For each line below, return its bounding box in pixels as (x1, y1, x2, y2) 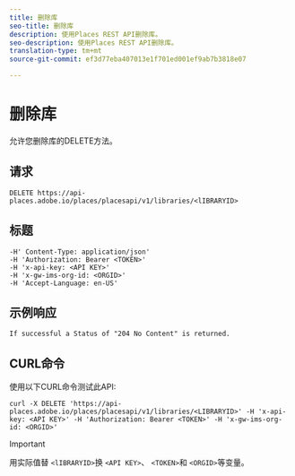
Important (9, 438, 46, 449)
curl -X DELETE (9, 400, 66, 409)
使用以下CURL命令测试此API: (9, 382, 117, 393)
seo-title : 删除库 (9, 22, 74, 30)
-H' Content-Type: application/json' (9, 247, 151, 256)
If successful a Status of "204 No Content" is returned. (9, 329, 230, 339)
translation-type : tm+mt (9, 47, 102, 56)
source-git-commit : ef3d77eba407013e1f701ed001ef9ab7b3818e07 (9, 55, 247, 64)
